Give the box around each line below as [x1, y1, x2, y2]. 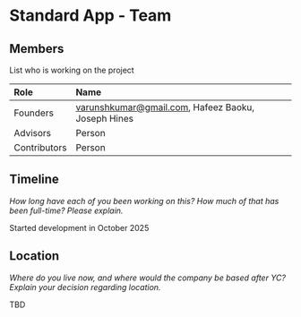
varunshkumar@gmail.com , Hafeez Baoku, [75, 101, 255, 113]
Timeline [9, 172, 60, 187]
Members [9, 41, 64, 56]
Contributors [13, 141, 67, 153]
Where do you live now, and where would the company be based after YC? [9, 272, 287, 283]
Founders [13, 107, 54, 119]
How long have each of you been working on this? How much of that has [9, 195, 279, 206]
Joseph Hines [75, 113, 134, 124]
